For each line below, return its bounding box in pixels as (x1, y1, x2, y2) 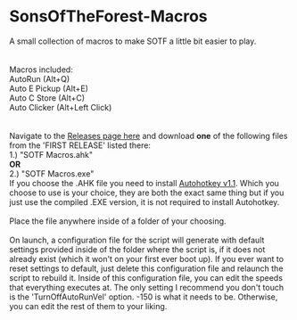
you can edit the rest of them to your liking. (9, 300, 168, 311)
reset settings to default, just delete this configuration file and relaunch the (9, 263, 284, 274)
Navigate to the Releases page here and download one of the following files (9, 130, 288, 141)
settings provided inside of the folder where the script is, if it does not (9, 243, 266, 255)
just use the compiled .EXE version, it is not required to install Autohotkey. (9, 196, 280, 207)
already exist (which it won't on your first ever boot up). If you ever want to (9, 253, 284, 264)
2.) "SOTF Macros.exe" (9, 168, 95, 179)
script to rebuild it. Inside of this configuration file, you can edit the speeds (9, 272, 284, 283)
